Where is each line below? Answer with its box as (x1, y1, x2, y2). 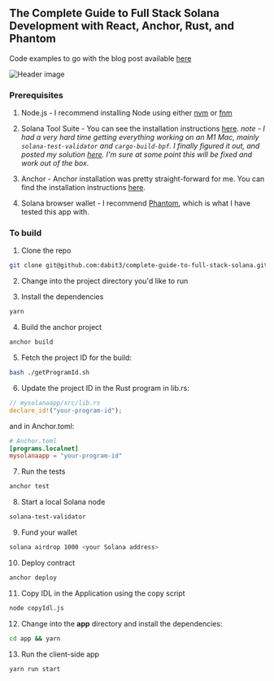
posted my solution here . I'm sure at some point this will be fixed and (20, 150, 253, 159)
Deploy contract (20, 557, 76, 567)
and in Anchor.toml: (9, 421, 75, 431)
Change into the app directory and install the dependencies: (20, 618, 223, 628)
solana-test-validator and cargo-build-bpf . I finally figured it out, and (20, 141, 260, 151)
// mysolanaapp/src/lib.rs (9, 398, 101, 407)
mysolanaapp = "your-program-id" (9, 452, 123, 460)
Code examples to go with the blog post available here (9, 53, 192, 63)
